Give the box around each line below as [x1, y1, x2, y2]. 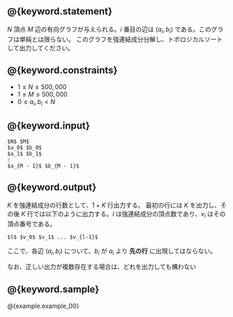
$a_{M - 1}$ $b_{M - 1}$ [7, 163, 80, 170]
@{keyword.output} [7, 182, 97, 193]
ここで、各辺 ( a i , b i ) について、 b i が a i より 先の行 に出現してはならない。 [7, 246, 217, 257]
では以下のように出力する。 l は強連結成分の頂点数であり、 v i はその [33, 209, 226, 219]
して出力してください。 [7, 43, 75, 52]
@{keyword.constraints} [7, 64, 118, 76]
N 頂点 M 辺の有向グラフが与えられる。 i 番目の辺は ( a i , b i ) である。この [7, 24, 211, 35]
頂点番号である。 [7, 219, 57, 228]
